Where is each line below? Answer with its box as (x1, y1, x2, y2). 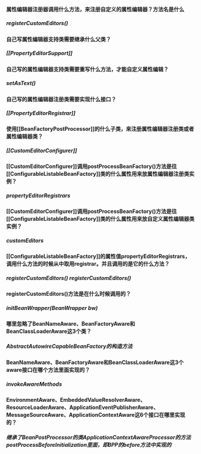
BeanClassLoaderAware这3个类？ (6, 327, 92, 335)
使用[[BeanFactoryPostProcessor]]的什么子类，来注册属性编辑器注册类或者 (6, 125, 194, 133)
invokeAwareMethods (6, 380, 62, 387)
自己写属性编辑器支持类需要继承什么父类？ (6, 35, 111, 43)
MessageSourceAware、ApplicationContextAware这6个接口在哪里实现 (6, 411, 185, 419)
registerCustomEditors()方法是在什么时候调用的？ (6, 290, 132, 297)
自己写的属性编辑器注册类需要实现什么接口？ (6, 95, 117, 103)
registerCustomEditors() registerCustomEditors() (6, 274, 132, 281)
